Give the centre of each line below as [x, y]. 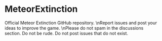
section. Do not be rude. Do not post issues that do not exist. [66, 33]
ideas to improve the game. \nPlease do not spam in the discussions [74, 28]
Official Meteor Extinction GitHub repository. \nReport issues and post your [81, 23]
